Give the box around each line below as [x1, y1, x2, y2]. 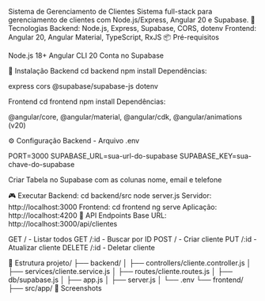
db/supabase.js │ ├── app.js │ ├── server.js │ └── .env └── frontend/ [8, 275, 244, 284]
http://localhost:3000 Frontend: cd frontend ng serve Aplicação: [8, 202, 218, 211]
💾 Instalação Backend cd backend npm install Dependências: [8, 67, 207, 75]
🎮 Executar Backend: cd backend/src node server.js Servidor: [8, 191, 212, 200]
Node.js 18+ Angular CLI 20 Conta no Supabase [8, 51, 165, 60]
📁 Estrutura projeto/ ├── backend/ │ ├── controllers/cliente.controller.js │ [8, 258, 252, 268]
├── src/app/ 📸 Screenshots [8, 284, 102, 292]
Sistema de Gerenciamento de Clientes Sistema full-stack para [8, 7, 213, 16]
